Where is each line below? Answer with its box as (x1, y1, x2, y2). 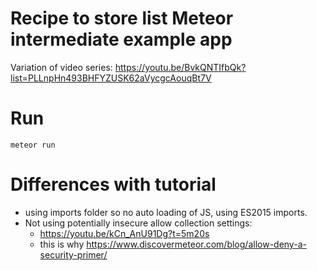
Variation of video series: (10, 61, 113, 73)
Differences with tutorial (10, 173, 217, 196)
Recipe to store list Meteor (10, 7, 234, 30)
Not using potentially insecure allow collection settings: (24, 217, 253, 229)
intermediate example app (10, 28, 233, 51)
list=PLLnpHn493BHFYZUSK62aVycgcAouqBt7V (10, 72, 212, 84)
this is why (39, 238, 85, 250)
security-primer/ (39, 248, 108, 261)
